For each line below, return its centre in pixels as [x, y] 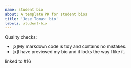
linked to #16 [18, 61]
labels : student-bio [26, 23]
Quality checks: [21, 37]
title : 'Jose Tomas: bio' [32, 19]
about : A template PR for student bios [46, 14]
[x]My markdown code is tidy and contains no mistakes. [69, 46]
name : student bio [24, 10]
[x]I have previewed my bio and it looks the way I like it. [68, 52]
